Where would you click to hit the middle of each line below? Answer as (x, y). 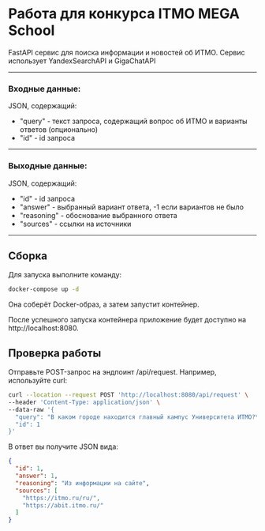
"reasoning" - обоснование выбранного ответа (98, 215)
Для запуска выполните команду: (65, 275)
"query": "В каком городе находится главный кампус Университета (125, 417)
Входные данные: (45, 88)
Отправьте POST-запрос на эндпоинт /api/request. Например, (112, 372)
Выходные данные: (48, 166)
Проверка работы (55, 353)
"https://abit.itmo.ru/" (63, 505)
